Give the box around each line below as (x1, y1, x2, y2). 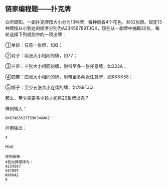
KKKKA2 (5, 173, 19, 178)
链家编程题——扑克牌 (5, 4, 71, 13)
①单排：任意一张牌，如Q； (5, 42, 63, 48)
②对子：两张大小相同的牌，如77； (5, 52, 78, 58)
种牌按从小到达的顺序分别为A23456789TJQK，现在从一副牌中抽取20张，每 (5, 25, 160, 31)
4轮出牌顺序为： (5, 159, 34, 165)
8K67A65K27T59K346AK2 (5, 115, 50, 121)
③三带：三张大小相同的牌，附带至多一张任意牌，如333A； (5, 63, 128, 69)
